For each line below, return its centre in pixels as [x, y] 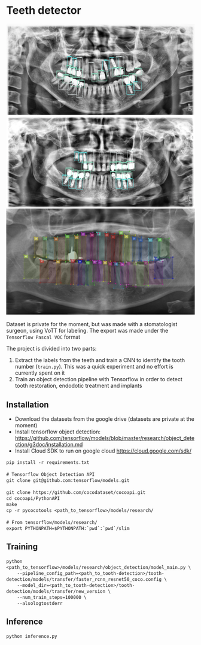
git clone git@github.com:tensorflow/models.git [68, 481]
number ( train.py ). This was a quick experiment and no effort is [94, 367]
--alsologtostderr [40, 603]
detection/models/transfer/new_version [56, 591]
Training [22, 547]
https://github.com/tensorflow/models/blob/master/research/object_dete [105, 438]
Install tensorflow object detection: [57, 432]
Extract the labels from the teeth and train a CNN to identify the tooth [100, 360]
